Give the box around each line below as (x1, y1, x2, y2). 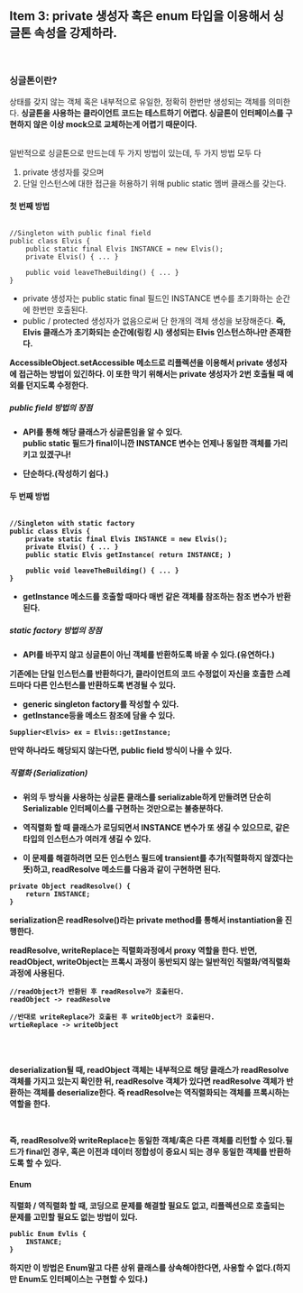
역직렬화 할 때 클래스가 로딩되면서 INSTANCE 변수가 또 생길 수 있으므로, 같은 (22, 822, 290, 833)
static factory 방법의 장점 (9, 625, 102, 636)
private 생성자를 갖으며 (22, 167, 105, 178)
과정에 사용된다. (9, 967, 66, 978)
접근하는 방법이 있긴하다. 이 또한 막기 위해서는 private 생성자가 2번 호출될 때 (18, 369, 285, 380)
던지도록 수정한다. (25, 380, 89, 390)
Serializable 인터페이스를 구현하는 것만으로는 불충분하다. (22, 803, 224, 814)
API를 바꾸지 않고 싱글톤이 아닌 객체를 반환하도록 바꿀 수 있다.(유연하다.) (22, 649, 275, 660)
